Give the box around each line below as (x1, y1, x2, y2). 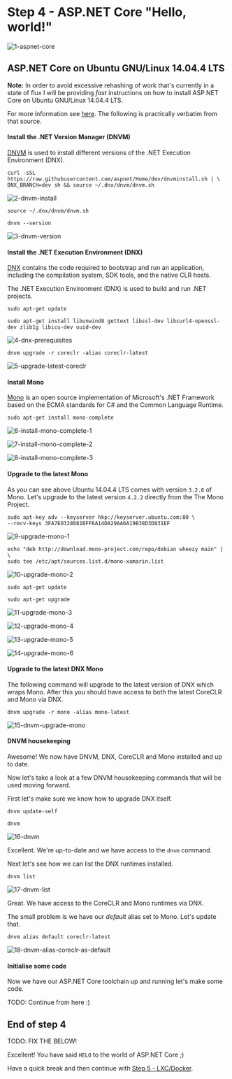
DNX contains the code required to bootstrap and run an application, (7, 264, 205, 272)
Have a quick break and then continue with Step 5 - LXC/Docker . (7, 1064, 194, 1072)
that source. (7, 117, 42, 125)
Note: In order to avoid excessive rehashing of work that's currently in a (7, 81, 215, 90)
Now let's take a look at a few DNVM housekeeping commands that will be (7, 773, 222, 782)
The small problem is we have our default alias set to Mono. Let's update (7, 912, 217, 920)
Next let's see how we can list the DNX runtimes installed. (7, 859, 173, 868)
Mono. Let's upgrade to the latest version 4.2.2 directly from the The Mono (7, 492, 224, 501)
